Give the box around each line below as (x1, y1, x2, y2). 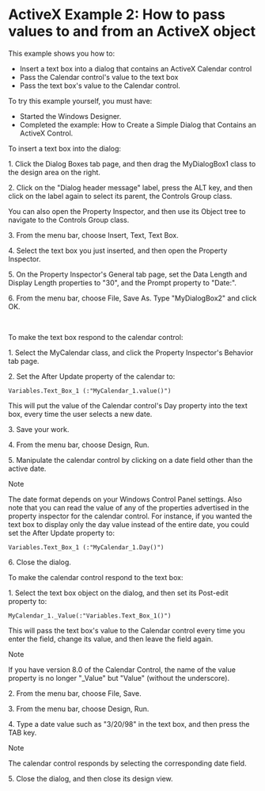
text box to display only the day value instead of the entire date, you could (8, 519, 249, 529)
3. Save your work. (8, 424, 70, 434)
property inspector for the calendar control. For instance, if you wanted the (8, 511, 253, 521)
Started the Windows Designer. (19, 111, 122, 120)
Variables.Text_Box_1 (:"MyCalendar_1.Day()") (8, 543, 165, 552)
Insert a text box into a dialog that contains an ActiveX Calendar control (19, 63, 252, 73)
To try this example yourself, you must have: (8, 96, 153, 105)
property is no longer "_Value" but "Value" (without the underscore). (8, 673, 230, 682)
